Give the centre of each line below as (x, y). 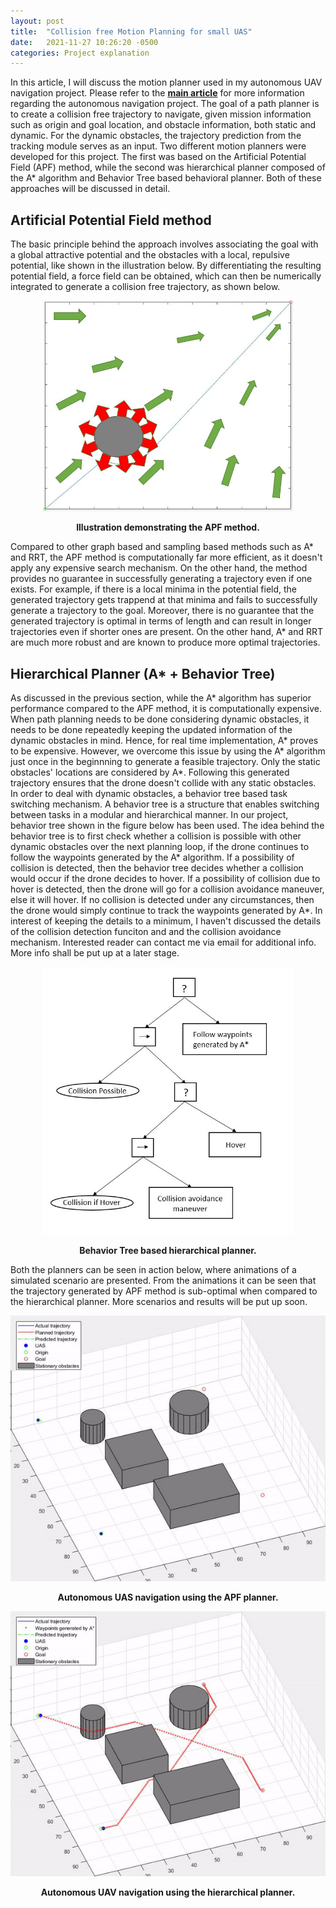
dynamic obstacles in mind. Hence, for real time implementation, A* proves (164, 741)
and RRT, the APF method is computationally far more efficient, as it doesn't (166, 557)
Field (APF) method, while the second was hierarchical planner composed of (168, 167)
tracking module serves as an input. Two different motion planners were (158, 146)
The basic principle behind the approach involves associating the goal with (164, 244)
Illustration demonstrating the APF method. (168, 527)
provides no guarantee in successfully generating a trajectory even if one (161, 579)
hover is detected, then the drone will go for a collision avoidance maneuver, (167, 889)
